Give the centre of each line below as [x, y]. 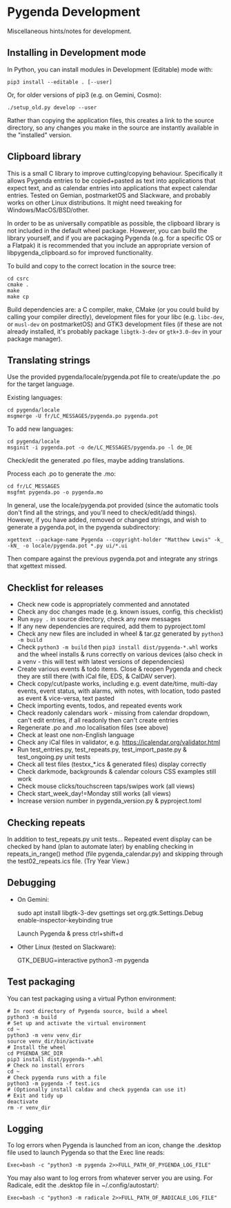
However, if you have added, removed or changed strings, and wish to [107, 520]
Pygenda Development [74, 12]
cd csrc [18, 279]
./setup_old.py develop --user [52, 108]
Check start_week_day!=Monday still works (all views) [94, 794]
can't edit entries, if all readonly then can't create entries [98, 721]
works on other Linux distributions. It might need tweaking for [95, 202]
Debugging [32, 883]
